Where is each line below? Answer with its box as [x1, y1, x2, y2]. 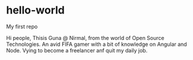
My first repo [6, 23, 38, 30]
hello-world [6, 4, 65, 17]
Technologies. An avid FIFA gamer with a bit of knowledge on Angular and [6, 41, 187, 48]
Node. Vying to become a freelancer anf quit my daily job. [6, 46, 148, 54]
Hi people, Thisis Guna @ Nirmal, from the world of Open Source [6, 34, 164, 41]
